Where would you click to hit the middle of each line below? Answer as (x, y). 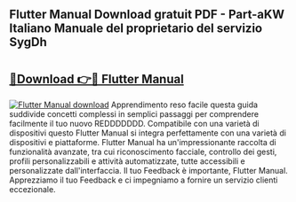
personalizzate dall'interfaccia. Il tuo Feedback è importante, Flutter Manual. (149, 171)
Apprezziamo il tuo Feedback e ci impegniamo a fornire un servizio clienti (144, 180)
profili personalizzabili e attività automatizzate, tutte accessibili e (128, 161)
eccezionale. (32, 189)
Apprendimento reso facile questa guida (184, 105)
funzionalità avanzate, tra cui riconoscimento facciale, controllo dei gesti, (143, 151)
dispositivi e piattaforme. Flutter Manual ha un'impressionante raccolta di (143, 142)
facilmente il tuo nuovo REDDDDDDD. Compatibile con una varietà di (134, 124)
